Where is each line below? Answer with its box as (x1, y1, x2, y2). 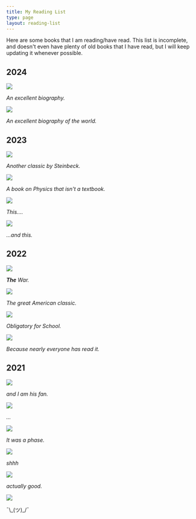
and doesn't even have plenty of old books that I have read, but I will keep (6, 43, 190, 50)
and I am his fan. (6, 390, 48, 398)
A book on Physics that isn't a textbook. (6, 185, 106, 192)
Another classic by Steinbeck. (6, 163, 81, 169)
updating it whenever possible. (6, 50, 83, 57)
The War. (6, 276, 30, 283)
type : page (6, 15, 34, 21)
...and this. (6, 231, 33, 239)
